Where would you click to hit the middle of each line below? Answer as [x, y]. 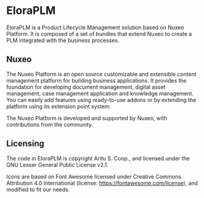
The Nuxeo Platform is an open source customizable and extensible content [101, 74]
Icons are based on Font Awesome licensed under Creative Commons [94, 176]
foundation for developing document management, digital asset [86, 87]
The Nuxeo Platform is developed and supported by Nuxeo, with [87, 118]
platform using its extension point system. [59, 106]
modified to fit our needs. [38, 189]
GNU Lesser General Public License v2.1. [57, 165]
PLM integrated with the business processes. [63, 40]
